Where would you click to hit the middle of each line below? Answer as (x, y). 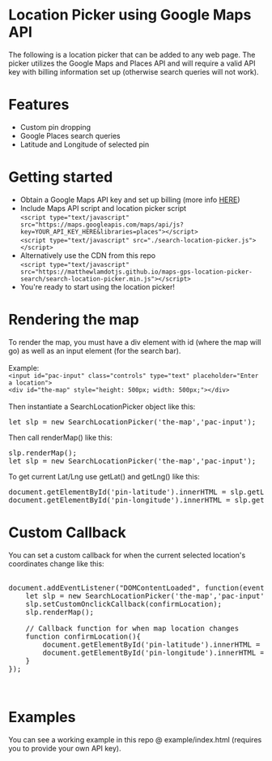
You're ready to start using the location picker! (98, 286)
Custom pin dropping (55, 127)
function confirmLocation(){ (83, 636)
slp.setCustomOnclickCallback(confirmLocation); (124, 604)
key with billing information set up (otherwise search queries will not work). (134, 71)
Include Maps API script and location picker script (103, 208)
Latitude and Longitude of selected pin (85, 144)
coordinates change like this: (56, 563)
